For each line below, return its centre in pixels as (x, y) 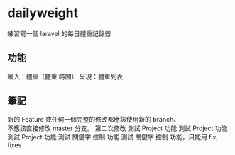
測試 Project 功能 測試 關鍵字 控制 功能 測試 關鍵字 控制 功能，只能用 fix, (113, 137)
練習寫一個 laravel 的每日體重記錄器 (59, 33)
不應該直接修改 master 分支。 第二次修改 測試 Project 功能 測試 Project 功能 (117, 128)
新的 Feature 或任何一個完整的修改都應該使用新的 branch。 (93, 119)
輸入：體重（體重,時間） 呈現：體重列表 (65, 76)
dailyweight (43, 13)
